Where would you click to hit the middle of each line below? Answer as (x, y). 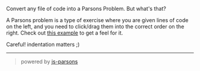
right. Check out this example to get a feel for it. (65, 33)
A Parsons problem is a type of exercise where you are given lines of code (97, 20)
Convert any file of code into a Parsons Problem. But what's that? (86, 9)
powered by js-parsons (49, 61)
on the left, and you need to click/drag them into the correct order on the (95, 27)
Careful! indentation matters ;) (43, 44)
